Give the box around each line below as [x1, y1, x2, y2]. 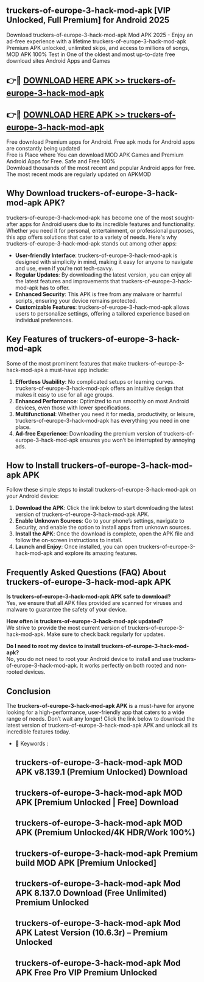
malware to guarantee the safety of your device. [6, 606, 127, 613]
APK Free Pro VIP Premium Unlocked [15, 967, 157, 978]
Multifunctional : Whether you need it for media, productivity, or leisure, [15, 410, 195, 417]
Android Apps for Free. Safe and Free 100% [6, 158, 116, 165]
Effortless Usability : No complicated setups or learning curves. [15, 378, 175, 385]
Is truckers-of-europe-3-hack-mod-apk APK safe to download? [6, 593, 171, 600]
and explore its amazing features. [54, 549, 138, 557]
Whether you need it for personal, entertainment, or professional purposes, [6, 227, 195, 234]
